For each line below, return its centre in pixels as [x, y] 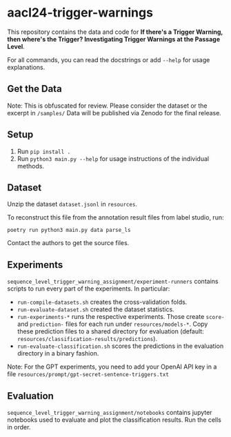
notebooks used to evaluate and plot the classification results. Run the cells [114, 420]
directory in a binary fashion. [58, 353]
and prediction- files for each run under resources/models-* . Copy [112, 324]
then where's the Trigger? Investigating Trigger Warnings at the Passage [114, 39]
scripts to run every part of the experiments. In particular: [89, 289]
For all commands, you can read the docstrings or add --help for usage [109, 59]
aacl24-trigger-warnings [80, 13]
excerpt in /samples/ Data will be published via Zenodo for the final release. [114, 113]
